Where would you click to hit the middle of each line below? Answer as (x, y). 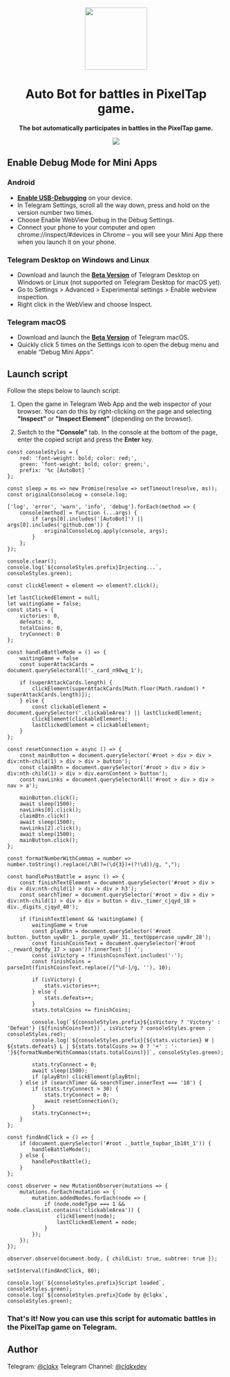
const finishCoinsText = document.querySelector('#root (114, 944)
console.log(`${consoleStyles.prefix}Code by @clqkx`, (88, 1295)
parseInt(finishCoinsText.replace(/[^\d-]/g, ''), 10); (89, 968)
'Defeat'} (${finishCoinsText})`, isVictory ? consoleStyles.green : (109, 1028)
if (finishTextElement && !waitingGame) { (82, 919)
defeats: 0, (37, 622)
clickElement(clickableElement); (80, 719)
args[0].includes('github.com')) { (58, 525)
